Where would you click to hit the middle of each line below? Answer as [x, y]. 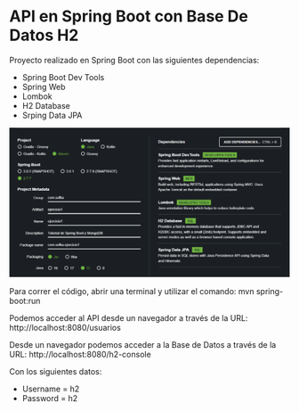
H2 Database [46, 105]
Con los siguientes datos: [56, 372]
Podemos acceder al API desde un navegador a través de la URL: [129, 318]
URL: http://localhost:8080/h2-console [80, 355]
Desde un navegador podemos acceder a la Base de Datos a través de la [143, 345]
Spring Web [44, 86]
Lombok [37, 96]
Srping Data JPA [52, 115]
